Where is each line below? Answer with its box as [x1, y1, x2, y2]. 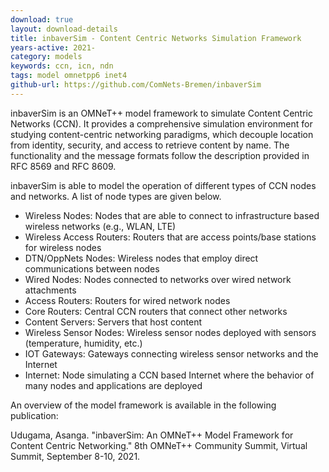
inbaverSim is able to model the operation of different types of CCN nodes [10, 179, 317, 191]
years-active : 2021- [10, 42, 97, 53]
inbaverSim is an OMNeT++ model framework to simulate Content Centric [10, 107, 313, 119]
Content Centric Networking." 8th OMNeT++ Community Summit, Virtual [10, 439, 308, 451]
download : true [10, 14, 74, 25]
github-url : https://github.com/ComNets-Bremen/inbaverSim [10, 80, 262, 90]
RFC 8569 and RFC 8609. [10, 160, 117, 172]
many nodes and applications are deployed [24, 379, 203, 391]
